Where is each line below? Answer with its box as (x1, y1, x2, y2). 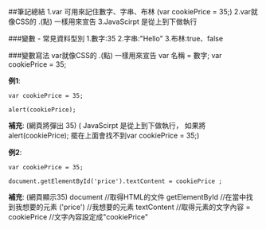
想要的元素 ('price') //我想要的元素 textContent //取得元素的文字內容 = (22, 202, 251, 212)
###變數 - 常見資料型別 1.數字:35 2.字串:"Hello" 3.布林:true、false (8, 34, 224, 43)
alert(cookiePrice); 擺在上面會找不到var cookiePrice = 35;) (8, 130, 200, 140)
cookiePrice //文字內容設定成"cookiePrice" (8, 212, 149, 221)
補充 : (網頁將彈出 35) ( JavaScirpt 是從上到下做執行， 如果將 (8, 121, 206, 130)
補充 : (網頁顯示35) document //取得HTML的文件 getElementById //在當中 (8, 192, 247, 201)
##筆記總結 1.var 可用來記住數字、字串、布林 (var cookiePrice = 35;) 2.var (8, 7, 251, 16)
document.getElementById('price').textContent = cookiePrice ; (8, 177, 223, 185)
